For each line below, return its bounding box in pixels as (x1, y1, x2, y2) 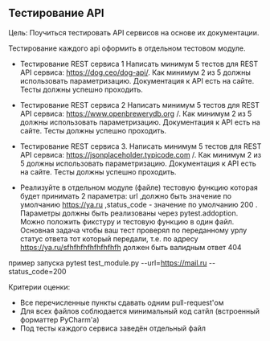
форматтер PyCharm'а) (19, 314, 100, 324)
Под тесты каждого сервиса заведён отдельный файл (19, 323, 207, 333)
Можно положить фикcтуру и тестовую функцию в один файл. (19, 216, 235, 226)
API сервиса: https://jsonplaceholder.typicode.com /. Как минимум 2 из (19, 150, 262, 159)
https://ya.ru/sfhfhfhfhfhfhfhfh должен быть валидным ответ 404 (19, 242, 243, 252)
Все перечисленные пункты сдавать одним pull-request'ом (19, 298, 224, 307)
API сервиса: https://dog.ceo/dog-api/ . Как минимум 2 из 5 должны (19, 68, 252, 77)
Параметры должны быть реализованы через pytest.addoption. (19, 208, 239, 218)
